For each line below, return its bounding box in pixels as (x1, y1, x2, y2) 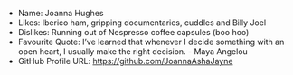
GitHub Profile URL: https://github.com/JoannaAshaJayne (17, 56, 233, 66)
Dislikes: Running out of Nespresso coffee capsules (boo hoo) (17, 27, 250, 37)
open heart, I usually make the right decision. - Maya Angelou (17, 46, 249, 57)
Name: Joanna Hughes (17, 8, 104, 18)
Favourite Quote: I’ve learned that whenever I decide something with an (17, 36, 285, 47)
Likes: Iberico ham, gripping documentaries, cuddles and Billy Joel (17, 17, 267, 28)
